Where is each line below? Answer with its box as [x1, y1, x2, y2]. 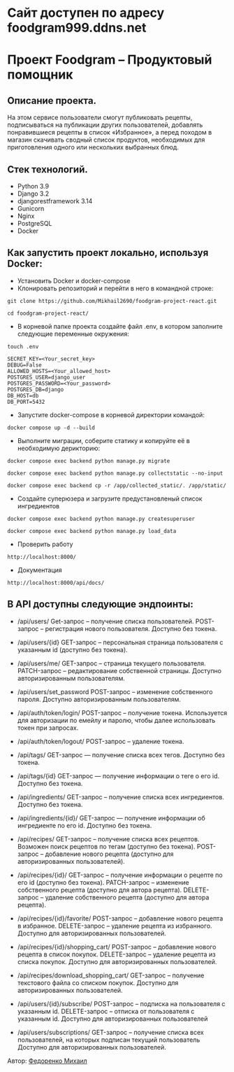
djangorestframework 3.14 [17, 197, 93, 205]
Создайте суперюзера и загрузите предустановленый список [17, 494, 203, 503]
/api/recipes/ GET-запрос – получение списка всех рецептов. [17, 834, 200, 843]
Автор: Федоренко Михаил [7, 1057, 87, 1065]
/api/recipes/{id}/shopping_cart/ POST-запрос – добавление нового [17, 942, 217, 951]
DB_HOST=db [7, 392, 39, 399]
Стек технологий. [7, 163, 89, 175]
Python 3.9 [17, 182, 50, 190]
